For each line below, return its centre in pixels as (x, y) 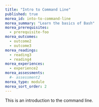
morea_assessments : (25, 73)
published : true (21, 14)
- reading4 (20, 59)
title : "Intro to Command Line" (38, 9)
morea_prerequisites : (27, 28)
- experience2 (24, 69)
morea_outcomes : (21, 37)
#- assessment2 (25, 77)
